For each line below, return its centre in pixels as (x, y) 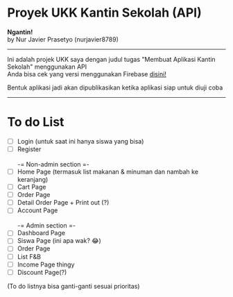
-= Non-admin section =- (53, 164)
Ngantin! (20, 32)
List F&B (29, 256)
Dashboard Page (41, 233)
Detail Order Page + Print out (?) (63, 203)
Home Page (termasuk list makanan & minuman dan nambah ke (108, 172)
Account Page (37, 210)
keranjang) (33, 180)
